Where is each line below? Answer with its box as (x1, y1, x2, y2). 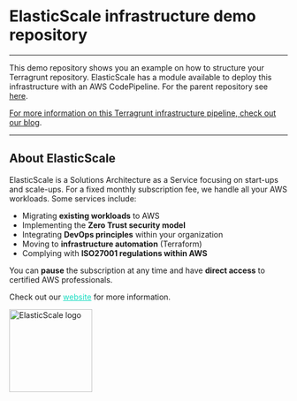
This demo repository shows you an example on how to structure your (9, 62, 265, 72)
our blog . (9, 117, 42, 127)
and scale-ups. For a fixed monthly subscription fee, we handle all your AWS (9, 184, 288, 194)
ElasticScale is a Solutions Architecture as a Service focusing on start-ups (9, 174, 278, 185)
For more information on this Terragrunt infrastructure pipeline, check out (9, 108, 277, 118)
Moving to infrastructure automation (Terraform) (21, 238, 202, 249)
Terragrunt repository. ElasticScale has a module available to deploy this (9, 72, 272, 82)
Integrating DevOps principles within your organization (21, 229, 224, 239)
